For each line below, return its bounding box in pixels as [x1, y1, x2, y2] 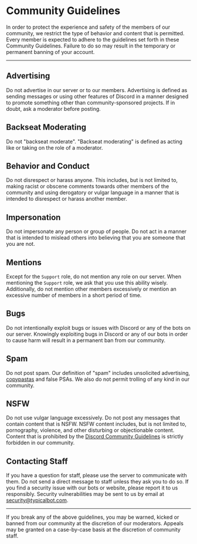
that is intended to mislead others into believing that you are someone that [6, 234, 186, 241]
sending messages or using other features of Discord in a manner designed [6, 93, 189, 100]
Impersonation [6, 212, 61, 222]
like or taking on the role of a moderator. [6, 144, 103, 151]
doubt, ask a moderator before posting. [6, 105, 101, 112]
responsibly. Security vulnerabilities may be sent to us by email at [6, 491, 164, 498]
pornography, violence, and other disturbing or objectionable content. [6, 427, 175, 434]
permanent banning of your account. [6, 48, 95, 55]
